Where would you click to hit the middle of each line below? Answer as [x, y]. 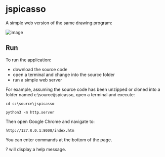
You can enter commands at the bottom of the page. [59, 140]
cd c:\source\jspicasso [30, 104]
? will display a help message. [36, 149]
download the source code [40, 69]
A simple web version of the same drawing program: [59, 23]
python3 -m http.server [30, 112]
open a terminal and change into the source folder [64, 75]
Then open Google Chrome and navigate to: [50, 121]
